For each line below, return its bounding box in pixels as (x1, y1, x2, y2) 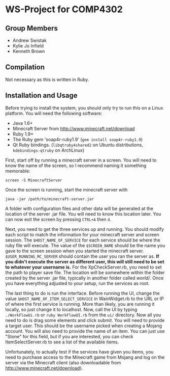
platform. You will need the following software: (5, 110, 103, 116)
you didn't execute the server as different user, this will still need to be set (5, 258, 164, 264)
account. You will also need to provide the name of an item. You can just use (5, 328, 165, 334)
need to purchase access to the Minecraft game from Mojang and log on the (5, 354, 165, 360)
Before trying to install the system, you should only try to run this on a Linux (5, 104, 163, 111)
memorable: (5, 168, 30, 174)
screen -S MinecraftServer (5, 177, 62, 183)
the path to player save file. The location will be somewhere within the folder (5, 269, 165, 276)
